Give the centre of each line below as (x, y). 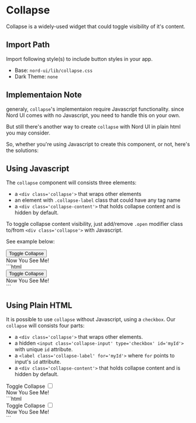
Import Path (28, 45)
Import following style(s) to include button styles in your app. (80, 59)
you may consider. (28, 133)
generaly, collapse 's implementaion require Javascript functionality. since (95, 109)
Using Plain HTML (39, 305)
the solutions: (23, 150)
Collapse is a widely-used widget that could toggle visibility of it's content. (96, 26)
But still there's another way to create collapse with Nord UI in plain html (93, 126)
